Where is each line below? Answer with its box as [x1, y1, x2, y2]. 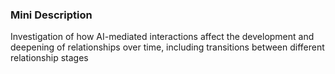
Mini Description [10, 8, 93, 22]
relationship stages [10, 52, 89, 64]
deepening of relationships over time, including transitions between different [10, 41, 325, 53]
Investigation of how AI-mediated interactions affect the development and [10, 31, 315, 43]
